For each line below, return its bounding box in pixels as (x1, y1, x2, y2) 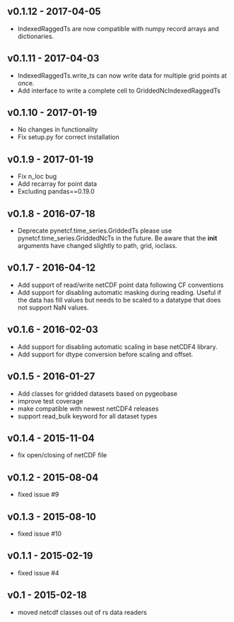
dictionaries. (17, 32, 54, 40)
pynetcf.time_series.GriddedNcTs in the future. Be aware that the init (17, 234, 218, 242)
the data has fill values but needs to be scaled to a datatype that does (17, 295, 221, 304)
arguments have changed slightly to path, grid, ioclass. (17, 242, 178, 250)
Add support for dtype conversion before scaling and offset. (17, 350, 193, 358)
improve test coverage (17, 397, 83, 405)
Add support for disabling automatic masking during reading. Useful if (17, 288, 221, 296)
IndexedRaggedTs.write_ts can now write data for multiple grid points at (17, 71, 228, 80)
